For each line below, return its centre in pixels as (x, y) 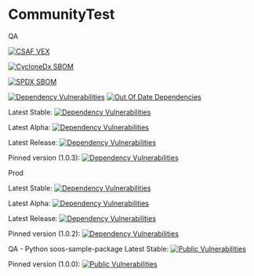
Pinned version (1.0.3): (44, 158)
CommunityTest (62, 15)
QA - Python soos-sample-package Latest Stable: (89, 249)
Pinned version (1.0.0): (44, 263)
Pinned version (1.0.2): (44, 234)
